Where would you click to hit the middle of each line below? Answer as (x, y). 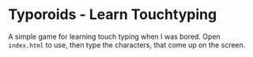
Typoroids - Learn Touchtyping (113, 15)
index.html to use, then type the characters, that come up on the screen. (127, 44)
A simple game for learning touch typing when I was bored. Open (115, 36)
